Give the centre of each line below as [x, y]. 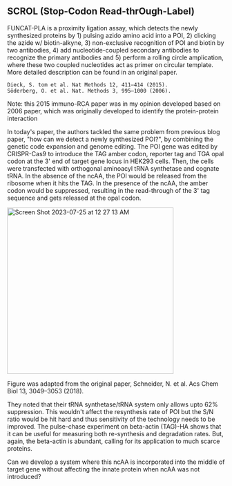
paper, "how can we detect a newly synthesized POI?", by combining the [110, 139]
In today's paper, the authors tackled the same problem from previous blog [114, 131]
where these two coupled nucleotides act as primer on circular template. [110, 64]
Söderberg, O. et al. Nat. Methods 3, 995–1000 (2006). [89, 91]
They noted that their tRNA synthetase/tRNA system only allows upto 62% [113, 404]
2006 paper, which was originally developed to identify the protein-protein [113, 111]
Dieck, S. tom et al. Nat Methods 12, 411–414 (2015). [88, 85]
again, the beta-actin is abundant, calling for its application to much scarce [114, 441]
